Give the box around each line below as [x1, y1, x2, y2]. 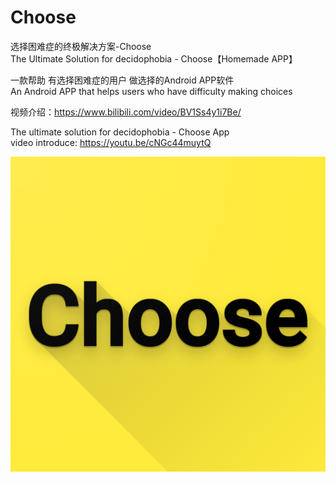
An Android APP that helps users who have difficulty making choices [10, 85, 293, 97]
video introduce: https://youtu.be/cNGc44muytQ [10, 136, 212, 148]
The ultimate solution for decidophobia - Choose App [10, 126, 230, 138]
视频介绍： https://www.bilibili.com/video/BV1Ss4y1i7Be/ [10, 106, 242, 118]
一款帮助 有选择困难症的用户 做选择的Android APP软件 [10, 74, 235, 86]
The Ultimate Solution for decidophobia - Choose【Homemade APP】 [10, 52, 298, 65]
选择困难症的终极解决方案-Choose [10, 40, 152, 52]
